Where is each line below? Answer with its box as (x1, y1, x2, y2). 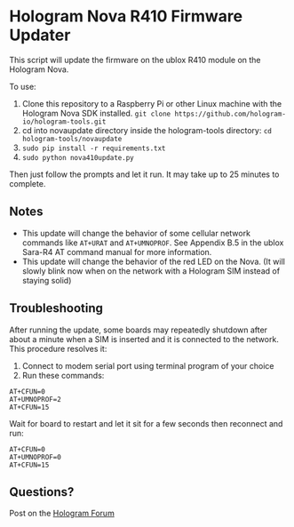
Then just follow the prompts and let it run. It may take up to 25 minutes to (9, 169, 280, 180)
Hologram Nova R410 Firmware (9, 6, 242, 27)
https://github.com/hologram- (174, 109, 287, 118)
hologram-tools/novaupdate (21, 134, 123, 143)
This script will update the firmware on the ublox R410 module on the (9, 54, 261, 65)
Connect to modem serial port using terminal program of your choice (21, 360, 274, 371)
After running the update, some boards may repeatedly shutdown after (9, 324, 268, 335)
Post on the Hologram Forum (9, 508, 115, 519)
